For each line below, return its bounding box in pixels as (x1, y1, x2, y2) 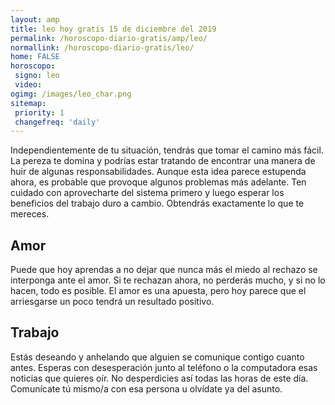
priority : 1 (14, 107, 65, 118)
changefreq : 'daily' (14, 117, 101, 127)
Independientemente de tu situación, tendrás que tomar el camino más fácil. (10, 144, 324, 156)
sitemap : (10, 98, 47, 108)
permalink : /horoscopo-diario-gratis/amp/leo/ (10, 33, 208, 43)
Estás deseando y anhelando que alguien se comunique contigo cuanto (10, 351, 305, 363)
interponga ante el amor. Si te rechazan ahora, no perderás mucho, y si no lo (10, 274, 326, 286)
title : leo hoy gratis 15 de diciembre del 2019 (10, 24, 217, 34)
